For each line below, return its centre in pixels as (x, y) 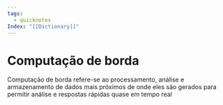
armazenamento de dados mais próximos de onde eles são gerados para (112, 87)
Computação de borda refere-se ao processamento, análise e (96, 79)
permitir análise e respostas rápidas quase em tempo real (90, 95)
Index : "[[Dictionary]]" (43, 26)
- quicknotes (32, 20)
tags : (15, 13)
